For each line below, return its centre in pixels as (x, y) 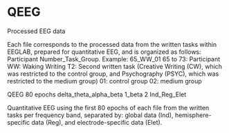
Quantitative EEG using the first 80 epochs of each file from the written (108, 108)
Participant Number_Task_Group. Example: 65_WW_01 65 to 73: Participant (114, 59)
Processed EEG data (36, 31)
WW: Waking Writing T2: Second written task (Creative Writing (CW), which (115, 66)
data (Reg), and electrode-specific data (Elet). (97, 122)
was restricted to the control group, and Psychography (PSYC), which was (113, 74)
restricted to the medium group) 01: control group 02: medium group (104, 81)
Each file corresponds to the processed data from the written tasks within (112, 44)
